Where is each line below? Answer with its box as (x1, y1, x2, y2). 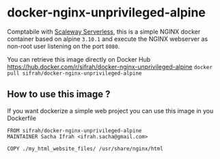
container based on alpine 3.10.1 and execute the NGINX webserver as (7, 34, 208, 42)
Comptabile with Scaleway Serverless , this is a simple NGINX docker (7, 27, 201, 36)
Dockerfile (7, 114, 36, 122)
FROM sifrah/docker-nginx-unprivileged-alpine (7, 127, 142, 134)
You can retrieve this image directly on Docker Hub (7, 55, 151, 63)
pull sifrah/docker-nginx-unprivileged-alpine (7, 70, 142, 77)
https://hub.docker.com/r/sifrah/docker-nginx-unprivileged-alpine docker (7, 62, 213, 71)
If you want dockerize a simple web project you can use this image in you (7, 106, 214, 114)
